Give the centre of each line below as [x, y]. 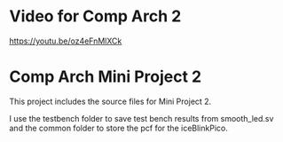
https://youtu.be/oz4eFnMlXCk [66, 41]
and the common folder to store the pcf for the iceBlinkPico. [118, 128]
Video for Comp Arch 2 [95, 16]
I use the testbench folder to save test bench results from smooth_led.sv [141, 118]
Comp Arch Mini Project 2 [106, 77]
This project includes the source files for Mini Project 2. [110, 101]
